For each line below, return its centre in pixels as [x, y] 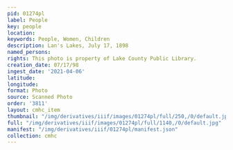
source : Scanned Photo [40, 97]
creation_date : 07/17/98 [43, 65]
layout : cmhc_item [34, 110]
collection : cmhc [32, 135]
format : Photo [28, 91]
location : [21, 33]
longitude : [23, 84]
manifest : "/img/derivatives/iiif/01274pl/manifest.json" [93, 129]
